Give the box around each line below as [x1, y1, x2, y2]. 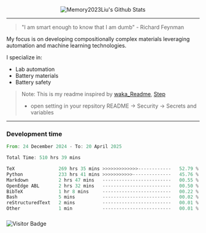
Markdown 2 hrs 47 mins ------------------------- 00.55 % [6, 177, 199, 183]
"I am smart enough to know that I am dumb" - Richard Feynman [21, 24, 185, 31]
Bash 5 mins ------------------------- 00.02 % [6, 194, 199, 201]
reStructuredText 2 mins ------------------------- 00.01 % [6, 200, 199, 206]
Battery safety [15, 79, 51, 86]
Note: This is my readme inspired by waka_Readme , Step [21, 91, 166, 97]
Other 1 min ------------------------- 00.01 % [6, 205, 199, 212]
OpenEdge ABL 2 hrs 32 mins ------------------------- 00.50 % [6, 183, 199, 189]
